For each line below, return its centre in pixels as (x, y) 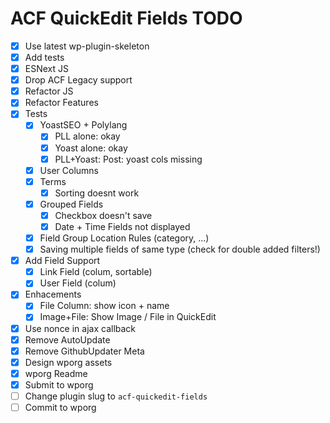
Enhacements (53, 294)
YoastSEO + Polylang (83, 125)
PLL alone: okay (87, 136)
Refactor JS (49, 91)
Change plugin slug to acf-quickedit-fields (116, 396)
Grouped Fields (71, 204)
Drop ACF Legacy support (78, 80)
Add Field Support (62, 261)
